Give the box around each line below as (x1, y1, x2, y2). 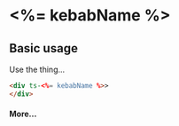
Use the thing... (9, 64, 66, 75)
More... (9, 108, 37, 120)
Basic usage (9, 41, 78, 56)
